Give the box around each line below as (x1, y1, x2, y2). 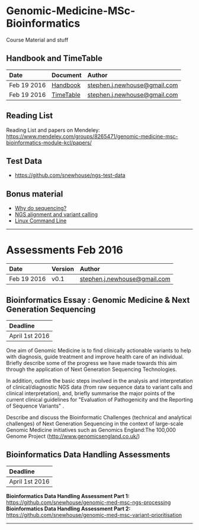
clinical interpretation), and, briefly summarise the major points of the (6, 389, 175, 397)
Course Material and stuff (6, 36, 69, 43)
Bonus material (6, 189, 63, 199)
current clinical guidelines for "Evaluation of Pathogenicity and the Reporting (6, 396, 194, 403)
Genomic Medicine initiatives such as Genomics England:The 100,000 (6, 426, 176, 433)
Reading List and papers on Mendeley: (6, 126, 101, 134)
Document (51, 71, 82, 79)
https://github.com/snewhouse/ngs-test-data (14, 172, 126, 179)
